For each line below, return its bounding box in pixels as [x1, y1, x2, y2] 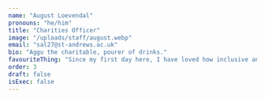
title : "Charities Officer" [8, 26, 101, 34]
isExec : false [8, 77, 55, 85]
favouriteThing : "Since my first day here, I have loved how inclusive [8, 56, 248, 64]
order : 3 [8, 63, 37, 71]
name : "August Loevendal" [8, 11, 93, 20]
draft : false [8, 70, 51, 78]
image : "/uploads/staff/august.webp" [8, 33, 132, 42]
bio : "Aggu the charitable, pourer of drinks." [8, 48, 168, 56]
